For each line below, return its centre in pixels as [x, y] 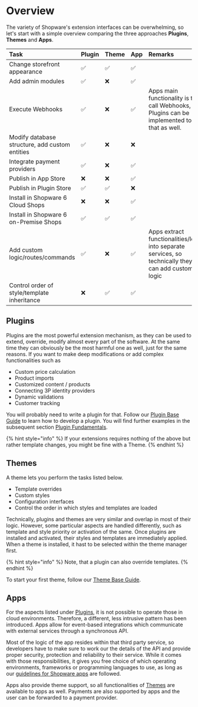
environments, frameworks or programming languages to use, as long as [94, 667]
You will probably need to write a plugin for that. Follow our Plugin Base [93, 415]
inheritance [25, 300]
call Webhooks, [170, 106]
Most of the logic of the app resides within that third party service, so [90, 642]
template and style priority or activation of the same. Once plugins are [91, 531]
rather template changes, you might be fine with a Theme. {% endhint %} [95, 445]
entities [19, 152]
